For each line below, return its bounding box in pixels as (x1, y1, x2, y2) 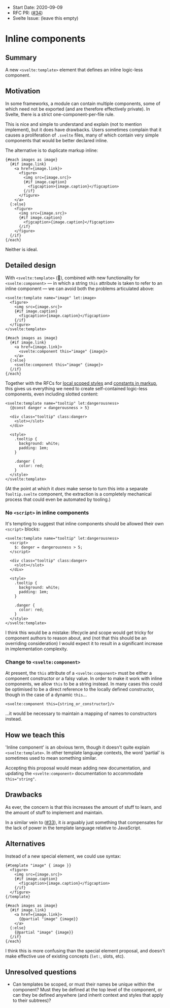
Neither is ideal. (5, 246, 38, 252)
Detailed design (5, 261, 56, 270)
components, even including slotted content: (5, 391, 99, 397)
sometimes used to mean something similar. (5, 755, 97, 761)
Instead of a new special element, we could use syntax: (5, 853, 121, 859)
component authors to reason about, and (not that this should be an (5, 634, 147, 641)
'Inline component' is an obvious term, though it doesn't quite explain (5, 744, 150, 751)
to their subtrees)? (12, 997, 52, 1003)
